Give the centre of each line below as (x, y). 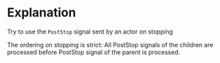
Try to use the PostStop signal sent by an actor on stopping (90, 32)
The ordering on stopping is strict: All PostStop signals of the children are (110, 45)
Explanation (42, 13)
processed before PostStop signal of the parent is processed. (94, 52)
